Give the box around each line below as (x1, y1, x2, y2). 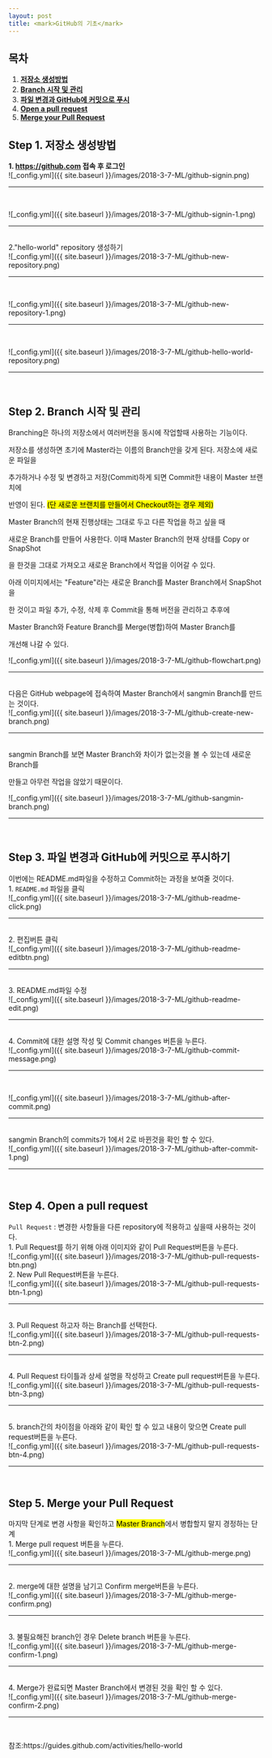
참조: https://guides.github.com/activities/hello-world (8, 1741, 183, 1751)
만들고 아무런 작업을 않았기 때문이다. (8, 776, 123, 786)
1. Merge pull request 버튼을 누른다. (8, 1540, 124, 1549)
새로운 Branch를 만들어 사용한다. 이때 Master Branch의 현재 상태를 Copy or (8, 533, 250, 544)
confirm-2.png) (8, 1700, 60, 1710)
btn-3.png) (8, 1389, 45, 1398)
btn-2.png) (8, 1337, 45, 1348)
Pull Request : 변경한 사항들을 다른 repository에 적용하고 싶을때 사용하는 (8, 1221, 241, 1231)
